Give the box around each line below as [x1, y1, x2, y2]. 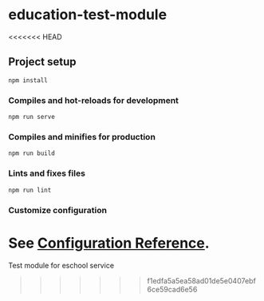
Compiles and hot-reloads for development [8, 94, 179, 105]
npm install [8, 76, 48, 85]
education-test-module [8, 6, 167, 24]
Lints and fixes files [8, 168, 86, 179]
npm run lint [8, 186, 52, 194]
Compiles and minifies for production [8, 131, 156, 142]
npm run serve [8, 113, 56, 121]
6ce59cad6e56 [147, 284, 198, 294]
